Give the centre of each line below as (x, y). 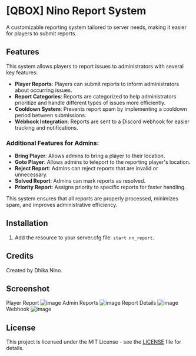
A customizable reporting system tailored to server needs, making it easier (97, 27)
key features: (22, 72)
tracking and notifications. (46, 127)
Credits (20, 256)
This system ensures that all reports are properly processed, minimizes (92, 199)
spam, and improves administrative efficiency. (62, 205)
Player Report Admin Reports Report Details (81, 303)
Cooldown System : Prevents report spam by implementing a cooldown (101, 109)
